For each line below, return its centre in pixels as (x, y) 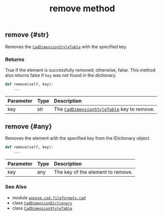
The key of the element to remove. (93, 172)
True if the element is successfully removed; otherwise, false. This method (80, 70)
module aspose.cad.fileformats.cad (49, 197)
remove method (82, 9)
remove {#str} (27, 35)
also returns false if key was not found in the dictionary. (61, 75)
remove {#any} (29, 126)
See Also (16, 187)
